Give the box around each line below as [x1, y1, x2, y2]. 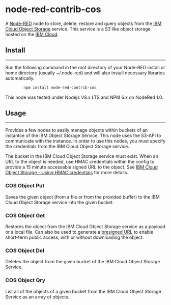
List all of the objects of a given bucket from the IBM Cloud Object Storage [5, 288, 161, 294]
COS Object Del [5, 247, 44, 254]
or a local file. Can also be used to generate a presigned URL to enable [5, 229, 154, 235]
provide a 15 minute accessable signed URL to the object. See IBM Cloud [5, 164, 158, 170]
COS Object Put [5, 182, 45, 189]
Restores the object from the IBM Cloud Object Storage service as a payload [5, 224, 165, 230]
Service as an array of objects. [5, 294, 70, 300]
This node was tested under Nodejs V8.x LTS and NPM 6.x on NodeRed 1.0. [5, 94, 164, 100]
